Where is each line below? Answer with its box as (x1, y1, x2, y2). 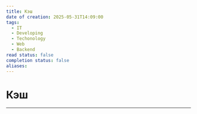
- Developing (11, 30, 43, 36)
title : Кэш (6, 8, 33, 15)
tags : (6, 19, 19, 25)
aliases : (6, 63, 28, 69)
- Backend (11, 47, 35, 53)
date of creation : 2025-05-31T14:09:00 (6, 14, 104, 20)
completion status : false (6, 57, 69, 63)
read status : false (6, 52, 54, 58)
